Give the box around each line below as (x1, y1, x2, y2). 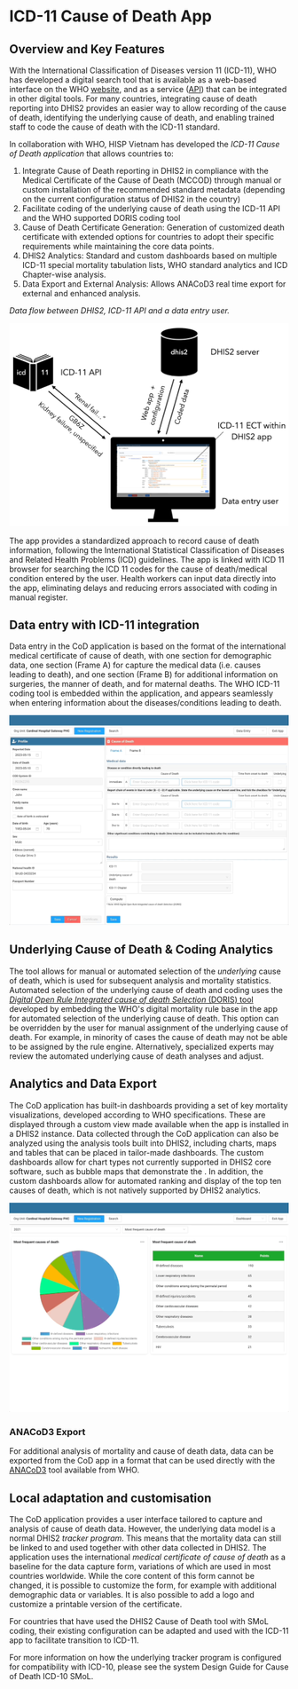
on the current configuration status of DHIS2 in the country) (21, 193, 241, 204)
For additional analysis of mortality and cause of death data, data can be (9, 1446, 274, 1456)
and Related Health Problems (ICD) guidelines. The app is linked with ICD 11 (9, 554, 286, 564)
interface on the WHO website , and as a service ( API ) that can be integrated (9, 84, 287, 94)
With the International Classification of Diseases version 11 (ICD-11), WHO (9, 65, 277, 75)
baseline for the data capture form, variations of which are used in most (9, 1561, 271, 1572)
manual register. (9, 592, 68, 603)
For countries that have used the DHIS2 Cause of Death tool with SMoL (9, 1616, 269, 1627)
